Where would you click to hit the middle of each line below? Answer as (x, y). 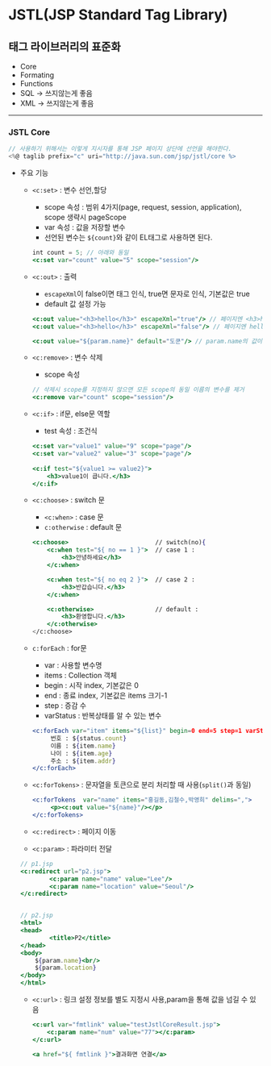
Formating (37, 75)
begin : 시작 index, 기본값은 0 (91, 685)
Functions (37, 83)
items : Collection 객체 (80, 676)
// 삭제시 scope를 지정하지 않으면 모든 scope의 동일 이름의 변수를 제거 (138, 390)
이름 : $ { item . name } (83, 746)
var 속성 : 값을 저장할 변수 (85, 227)
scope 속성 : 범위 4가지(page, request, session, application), (143, 207)
